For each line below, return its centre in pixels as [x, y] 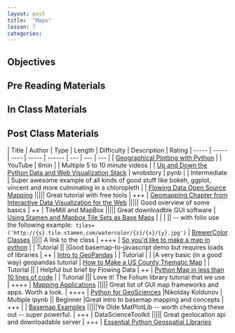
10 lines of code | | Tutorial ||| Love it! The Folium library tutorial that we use [116, 277]
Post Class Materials [53, 133]
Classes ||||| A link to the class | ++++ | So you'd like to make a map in [109, 240]
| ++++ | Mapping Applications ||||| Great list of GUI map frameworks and [113, 285]
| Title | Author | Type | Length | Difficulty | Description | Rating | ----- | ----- [117, 150]
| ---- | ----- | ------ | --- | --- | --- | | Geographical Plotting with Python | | [115, 158]
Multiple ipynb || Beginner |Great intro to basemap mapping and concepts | [116, 300]
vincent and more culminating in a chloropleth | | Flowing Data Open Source [117, 188]
